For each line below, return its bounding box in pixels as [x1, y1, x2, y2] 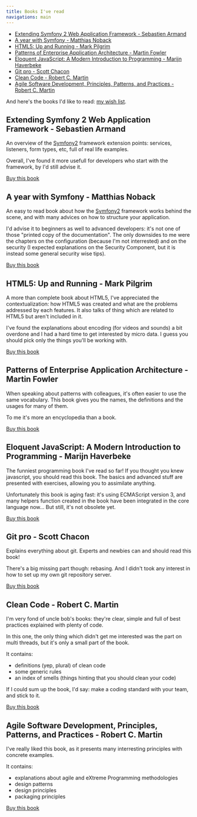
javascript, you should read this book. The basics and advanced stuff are [6, 473, 183, 480]
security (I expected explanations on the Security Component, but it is [6, 244, 176, 251]
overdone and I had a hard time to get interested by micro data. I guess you [6, 330, 188, 337]
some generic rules [14, 668, 62, 675]
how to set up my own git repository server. [6, 571, 112, 578]
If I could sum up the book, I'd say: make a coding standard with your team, [6, 686, 189, 693]
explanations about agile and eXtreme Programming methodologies [14, 774, 178, 781]
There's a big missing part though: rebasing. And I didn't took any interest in [6, 565, 191, 572]
